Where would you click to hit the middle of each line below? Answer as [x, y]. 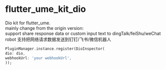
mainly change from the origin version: [44, 28]
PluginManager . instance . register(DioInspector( [55, 49]
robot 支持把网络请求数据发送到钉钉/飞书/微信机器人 [58, 39]
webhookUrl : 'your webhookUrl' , [38, 58]
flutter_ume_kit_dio [46, 9]
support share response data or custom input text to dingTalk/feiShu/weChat [83, 33]
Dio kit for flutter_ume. [28, 23]
